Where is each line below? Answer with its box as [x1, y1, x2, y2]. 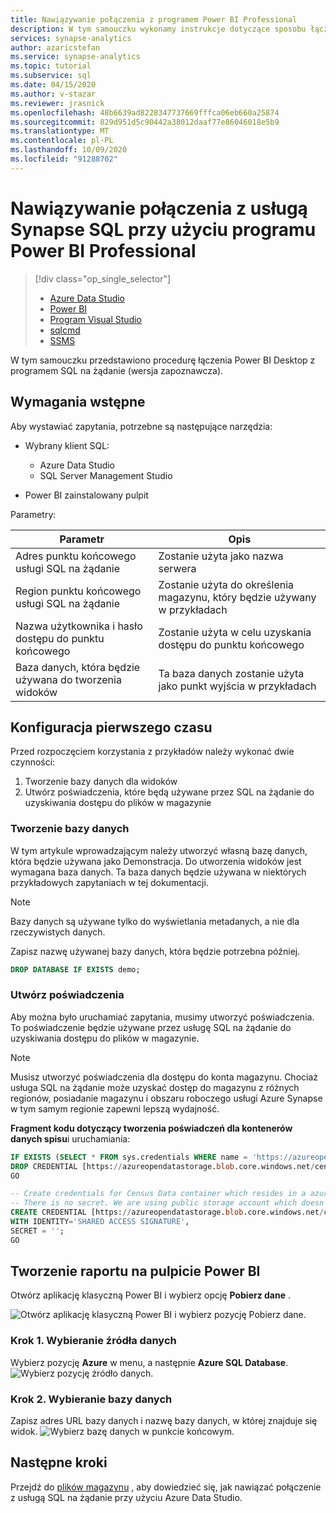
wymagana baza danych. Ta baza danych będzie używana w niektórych [10, 866, 307, 878]
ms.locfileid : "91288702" [10, 154, 118, 164]
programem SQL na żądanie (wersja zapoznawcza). [10, 364, 224, 376]
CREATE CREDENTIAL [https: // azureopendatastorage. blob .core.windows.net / [10, 1207, 325, 1218]
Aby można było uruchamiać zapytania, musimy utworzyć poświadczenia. [10, 1011, 315, 1023]
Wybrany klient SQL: [24, 439, 110, 451]
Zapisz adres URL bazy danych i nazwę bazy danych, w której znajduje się [10, 1415, 318, 1427]
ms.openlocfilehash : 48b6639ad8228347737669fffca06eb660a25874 [10, 107, 280, 118]
